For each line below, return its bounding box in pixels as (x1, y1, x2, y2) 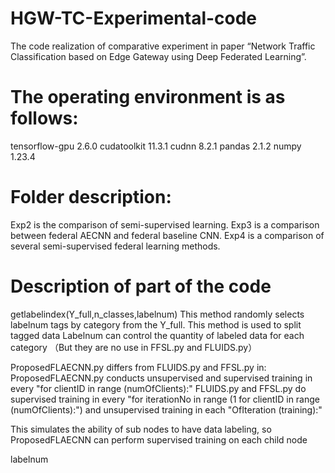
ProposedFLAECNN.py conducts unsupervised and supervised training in (10, 372, 313, 384)
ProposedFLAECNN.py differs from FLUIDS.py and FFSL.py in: (10, 361, 267, 373)
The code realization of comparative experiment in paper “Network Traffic (10, 40, 316, 52)
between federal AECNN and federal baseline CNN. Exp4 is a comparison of (10, 229, 325, 241)
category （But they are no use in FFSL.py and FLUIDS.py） (10, 341, 258, 353)
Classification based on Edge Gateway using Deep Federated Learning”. (10, 50, 307, 62)
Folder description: (10, 186, 172, 209)
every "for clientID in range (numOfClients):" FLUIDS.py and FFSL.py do (10, 382, 307, 394)
